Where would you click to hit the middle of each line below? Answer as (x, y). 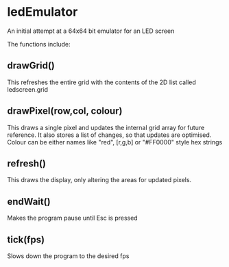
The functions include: (39, 44)
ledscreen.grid (28, 89)
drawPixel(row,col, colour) (65, 111)
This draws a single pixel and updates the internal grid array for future (106, 127)
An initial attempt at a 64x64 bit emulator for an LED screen (91, 31)
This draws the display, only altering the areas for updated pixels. (99, 180)
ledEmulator (43, 12)
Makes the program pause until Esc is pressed (73, 218)
